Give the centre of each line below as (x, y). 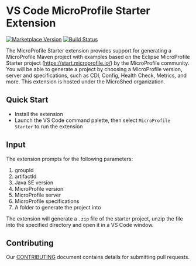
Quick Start (27, 100)
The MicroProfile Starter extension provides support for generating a (89, 50)
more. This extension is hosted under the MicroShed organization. (86, 81)
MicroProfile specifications (47, 201)
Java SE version (34, 183)
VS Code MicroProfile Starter (78, 11)
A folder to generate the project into (58, 207)
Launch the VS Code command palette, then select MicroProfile (92, 120)
